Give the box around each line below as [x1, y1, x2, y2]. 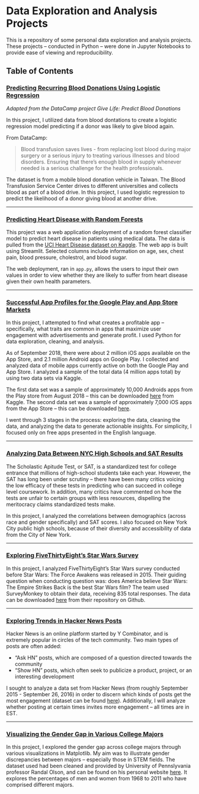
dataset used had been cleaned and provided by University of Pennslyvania [6, 763, 191, 770]
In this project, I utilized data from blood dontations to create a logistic [6, 116, 177, 123]
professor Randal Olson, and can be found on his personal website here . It [6, 769, 188, 776]
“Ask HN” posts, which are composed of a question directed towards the [14, 654, 192, 661]
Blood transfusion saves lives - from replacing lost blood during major [20, 145, 191, 152]
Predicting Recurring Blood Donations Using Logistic [6, 84, 161, 92]
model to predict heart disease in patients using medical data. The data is [6, 235, 185, 242]
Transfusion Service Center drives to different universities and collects [6, 182, 179, 189]
